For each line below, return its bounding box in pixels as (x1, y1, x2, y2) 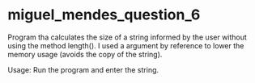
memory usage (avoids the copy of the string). (7, 49, 163, 59)
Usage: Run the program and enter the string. (7, 64, 159, 74)
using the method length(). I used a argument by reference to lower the (7, 40, 244, 50)
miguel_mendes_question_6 (7, 6, 201, 24)
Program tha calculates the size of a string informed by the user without (7, 32, 248, 42)
